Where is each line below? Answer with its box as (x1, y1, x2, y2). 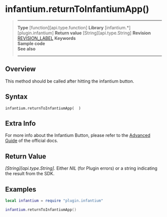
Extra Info (5, 119, 36, 127)
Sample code (17, 40, 46, 46)
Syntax (5, 93, 28, 101)
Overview (5, 65, 36, 73)
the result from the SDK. (5, 171, 55, 177)
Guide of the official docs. (5, 138, 58, 144)
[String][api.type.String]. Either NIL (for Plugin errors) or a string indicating (5, 165, 158, 171)
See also (17, 46, 36, 52)
